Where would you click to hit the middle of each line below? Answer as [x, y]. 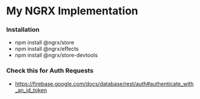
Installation [23, 30]
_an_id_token [31, 90]
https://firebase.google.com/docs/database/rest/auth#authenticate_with [104, 83]
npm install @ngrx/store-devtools [56, 55]
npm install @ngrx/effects [47, 49]
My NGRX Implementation [72, 11]
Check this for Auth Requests [50, 71]
